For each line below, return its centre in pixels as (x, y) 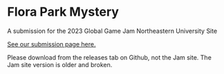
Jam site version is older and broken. (60, 64)
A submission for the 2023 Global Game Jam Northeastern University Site (112, 31)
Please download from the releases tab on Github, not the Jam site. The (110, 57)
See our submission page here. (52, 44)
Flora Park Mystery (63, 12)
